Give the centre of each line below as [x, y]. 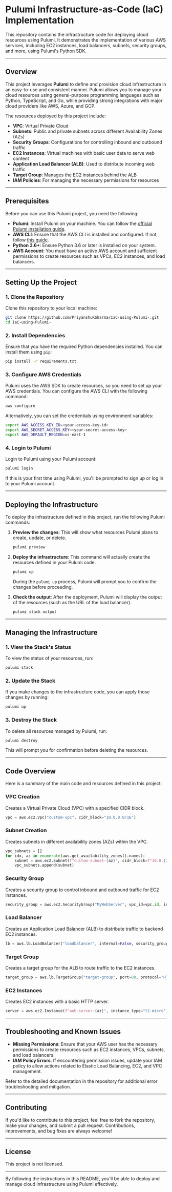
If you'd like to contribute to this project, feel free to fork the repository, [80, 1120]
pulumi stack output [35, 612]
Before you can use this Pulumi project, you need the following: [72, 213]
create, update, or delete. [39, 538]
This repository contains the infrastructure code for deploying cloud [77, 34]
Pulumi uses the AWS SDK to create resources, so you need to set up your [84, 386]
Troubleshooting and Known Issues [63, 1032]
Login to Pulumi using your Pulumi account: [51, 459]
